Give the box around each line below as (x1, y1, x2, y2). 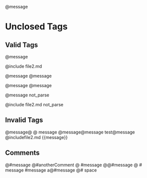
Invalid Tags (5, 116, 43, 125)
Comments (5, 149, 40, 157)
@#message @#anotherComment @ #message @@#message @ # (5, 162, 142, 168)
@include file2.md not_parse (5, 102, 64, 107)
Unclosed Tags (5, 21, 68, 32)
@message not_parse (5, 92, 49, 98)
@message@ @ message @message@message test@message (5, 129, 135, 135)
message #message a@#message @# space (5, 167, 97, 173)
